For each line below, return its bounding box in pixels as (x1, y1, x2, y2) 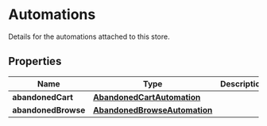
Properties (8, 55, 62, 68)
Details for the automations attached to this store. (8, 32, 170, 41)
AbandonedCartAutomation (92, 91, 201, 102)
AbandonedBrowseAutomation (92, 105, 213, 116)
